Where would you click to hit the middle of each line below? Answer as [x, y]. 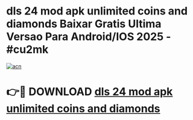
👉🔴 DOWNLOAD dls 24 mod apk [90, 92]
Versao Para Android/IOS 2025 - [89, 37]
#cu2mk [27, 50]
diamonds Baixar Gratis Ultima [84, 24]
